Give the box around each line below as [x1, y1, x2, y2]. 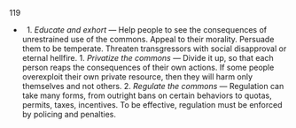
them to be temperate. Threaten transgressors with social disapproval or [21, 43, 287, 54]
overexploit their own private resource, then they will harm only [21, 72, 253, 82]
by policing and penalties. [21, 109, 117, 119]
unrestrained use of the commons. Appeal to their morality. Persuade [21, 34, 275, 44]
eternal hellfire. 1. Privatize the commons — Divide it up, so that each [21, 53, 274, 63]
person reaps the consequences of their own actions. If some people [21, 62, 275, 72]
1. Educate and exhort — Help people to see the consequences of [26, 25, 268, 34]
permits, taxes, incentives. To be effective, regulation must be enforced [21, 100, 283, 109]
